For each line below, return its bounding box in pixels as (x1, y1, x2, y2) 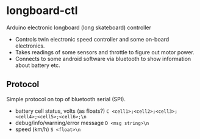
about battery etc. (15, 62, 61, 69)
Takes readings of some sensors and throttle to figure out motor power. (15, 48, 195, 55)
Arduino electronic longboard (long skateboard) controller (6, 24, 151, 31)
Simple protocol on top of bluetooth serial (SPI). (6, 95, 126, 102)
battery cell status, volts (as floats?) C (15, 107, 110, 115)
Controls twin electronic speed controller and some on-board (15, 35, 170, 43)
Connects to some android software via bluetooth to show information (15, 55, 191, 62)
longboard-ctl (6, 4, 78, 18)
